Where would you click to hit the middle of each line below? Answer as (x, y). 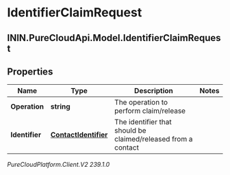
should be (130, 131)
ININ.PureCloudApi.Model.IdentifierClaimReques (114, 38)
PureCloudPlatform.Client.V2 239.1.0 (59, 165)
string (60, 107)
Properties (30, 71)
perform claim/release (150, 111)
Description (154, 91)
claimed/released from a (153, 139)
